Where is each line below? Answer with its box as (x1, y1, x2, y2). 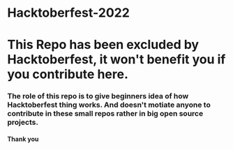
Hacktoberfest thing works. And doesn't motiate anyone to (7, 100, 211, 110)
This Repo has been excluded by (7, 37, 200, 53)
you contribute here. (7, 66, 129, 82)
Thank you (7, 135, 39, 143)
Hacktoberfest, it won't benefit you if (7, 52, 226, 68)
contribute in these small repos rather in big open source (7, 109, 204, 119)
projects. (7, 117, 38, 127)
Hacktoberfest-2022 (7, 5, 130, 21)
